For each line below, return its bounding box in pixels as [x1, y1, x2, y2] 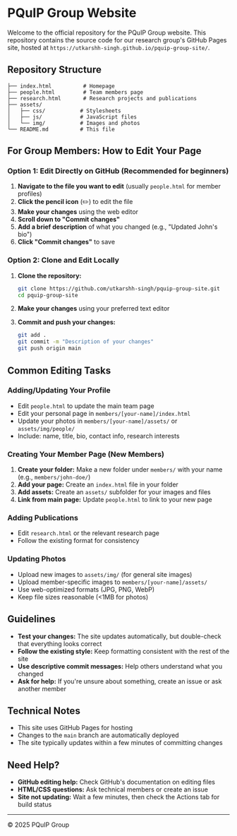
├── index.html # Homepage [7, 83, 115, 90]
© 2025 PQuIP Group [7, 820, 70, 829]
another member [17, 684, 67, 693]
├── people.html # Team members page [7, 88, 143, 96]
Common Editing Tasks [7, 364, 111, 376]
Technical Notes [7, 705, 81, 717]
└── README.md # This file [7, 126, 115, 133]
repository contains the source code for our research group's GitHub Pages [7, 35, 227, 44]
